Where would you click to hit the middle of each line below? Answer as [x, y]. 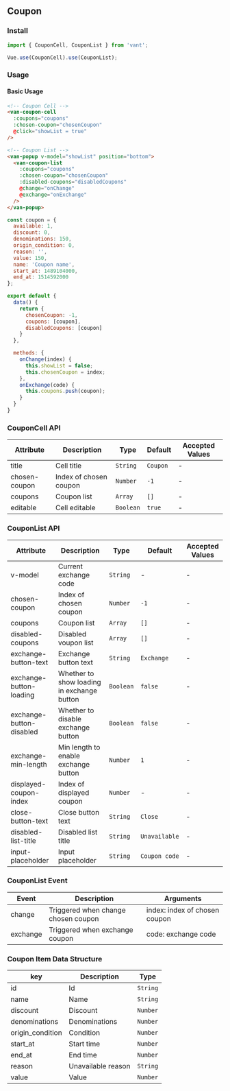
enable [69, 756]
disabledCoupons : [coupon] [64, 328]
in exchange [78, 691]
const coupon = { [32, 220]
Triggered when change [87, 910]
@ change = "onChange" [47, 189]
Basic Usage [25, 91]
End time [83, 1055]
